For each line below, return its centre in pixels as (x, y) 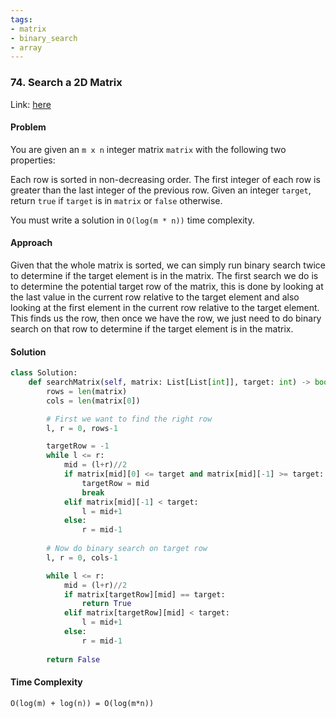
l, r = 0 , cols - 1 (82, 557)
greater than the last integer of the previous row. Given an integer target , (161, 190)
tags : (21, 19)
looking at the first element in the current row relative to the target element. (165, 307)
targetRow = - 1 (78, 446)
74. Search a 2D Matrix (66, 83)
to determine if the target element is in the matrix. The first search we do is (164, 275)
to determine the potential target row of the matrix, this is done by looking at (167, 286)
